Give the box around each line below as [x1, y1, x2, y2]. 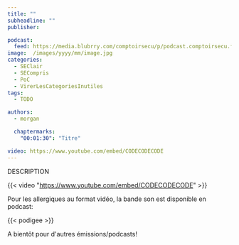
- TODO [14, 96, 33, 103]
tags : [7, 89, 23, 97]
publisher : [7, 23, 40, 31]
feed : [14, 43, 31, 50]
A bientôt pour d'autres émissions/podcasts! [7, 229, 137, 238]
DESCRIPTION [7, 167, 50, 175]
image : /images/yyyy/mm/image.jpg [7, 50, 113, 57]
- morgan [14, 115, 40, 123]
